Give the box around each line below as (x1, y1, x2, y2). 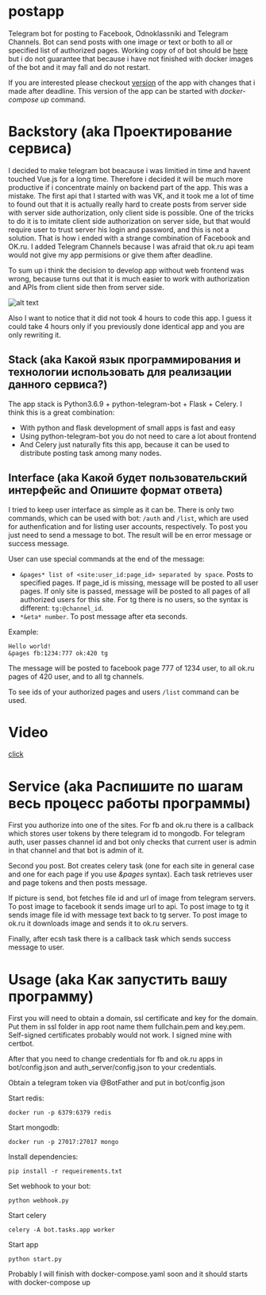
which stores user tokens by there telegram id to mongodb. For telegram (8, 829, 245, 838)
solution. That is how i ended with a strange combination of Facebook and (8, 233, 251, 242)
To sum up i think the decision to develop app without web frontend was (8, 265, 245, 275)
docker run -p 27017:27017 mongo (8, 1138, 119, 1146)
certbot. (8, 1039, 34, 1049)
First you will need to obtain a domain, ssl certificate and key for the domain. (8, 1014, 258, 1023)
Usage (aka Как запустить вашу (8, 970, 228, 988)
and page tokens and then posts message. (8, 878, 148, 887)
